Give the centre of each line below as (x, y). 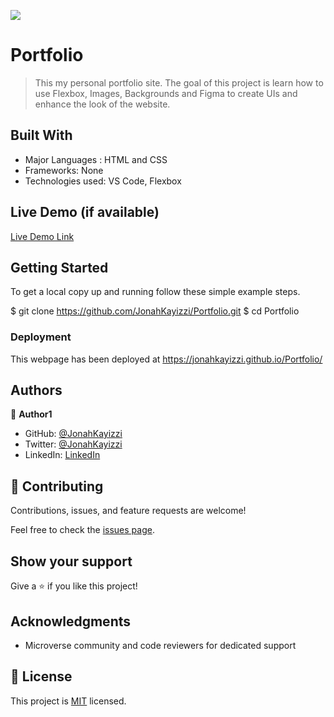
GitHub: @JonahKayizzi (73, 434)
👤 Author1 (31, 414)
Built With (41, 135)
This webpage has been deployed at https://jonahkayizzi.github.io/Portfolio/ (166, 359)
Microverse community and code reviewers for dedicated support (160, 645)
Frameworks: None (64, 170)
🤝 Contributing (57, 486)
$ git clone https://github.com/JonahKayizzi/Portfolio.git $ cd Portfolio (155, 311)
